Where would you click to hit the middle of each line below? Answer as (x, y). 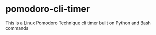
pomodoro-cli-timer (48, 9)
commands (17, 28)
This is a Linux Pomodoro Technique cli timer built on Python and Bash (78, 23)
